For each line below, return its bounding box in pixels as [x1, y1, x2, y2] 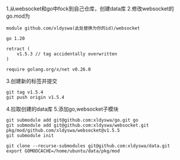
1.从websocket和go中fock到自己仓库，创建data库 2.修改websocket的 [6, 5, 174, 12]
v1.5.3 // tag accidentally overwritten [17, 51, 117, 57]
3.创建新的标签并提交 [6, 78, 58, 84]
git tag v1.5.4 [6, 89, 44, 95]
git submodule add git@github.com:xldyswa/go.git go [6, 117, 139, 123]
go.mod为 [6, 12, 31, 19]
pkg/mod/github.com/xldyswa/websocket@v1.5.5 [6, 128, 120, 134]
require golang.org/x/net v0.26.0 [6, 66, 91, 72]
